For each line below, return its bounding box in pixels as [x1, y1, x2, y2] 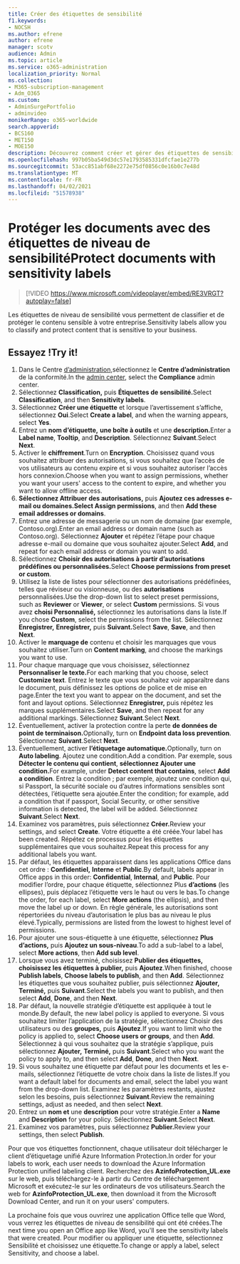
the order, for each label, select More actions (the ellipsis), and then [18, 895, 219, 904]
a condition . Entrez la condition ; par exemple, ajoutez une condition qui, [18, 774, 232, 783]
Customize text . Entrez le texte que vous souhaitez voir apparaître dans [18, 676, 230, 684]
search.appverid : [8, 123, 60, 130]
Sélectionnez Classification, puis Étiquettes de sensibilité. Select [18, 388, 212, 396]
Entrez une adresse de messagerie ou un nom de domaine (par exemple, [18, 517, 232, 525]
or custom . [18, 570, 52, 578]
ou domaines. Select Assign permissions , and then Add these [32, 502, 217, 510]
